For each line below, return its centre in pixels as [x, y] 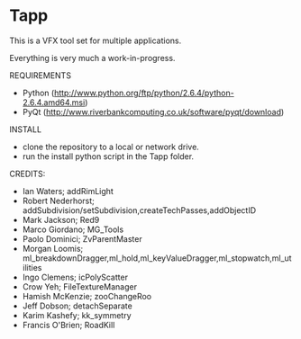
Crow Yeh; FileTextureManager [80, 286]
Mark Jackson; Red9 [61, 219]
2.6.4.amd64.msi [54, 102]
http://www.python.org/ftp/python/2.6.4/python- [144, 93]
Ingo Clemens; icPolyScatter [75, 277]
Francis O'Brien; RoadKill [68, 325]
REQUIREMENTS [41, 75]
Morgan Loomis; [53, 248]
